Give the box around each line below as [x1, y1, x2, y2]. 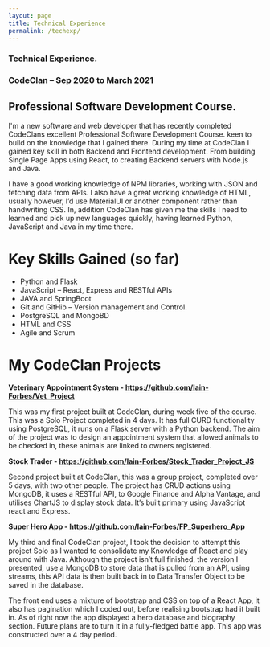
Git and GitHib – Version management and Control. [19, 302, 187, 312]
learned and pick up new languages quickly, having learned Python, [8, 214, 233, 223]
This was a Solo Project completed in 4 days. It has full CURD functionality [8, 415, 255, 424]
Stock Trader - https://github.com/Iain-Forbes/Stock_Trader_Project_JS [8, 456, 255, 466]
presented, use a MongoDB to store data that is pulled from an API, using [8, 563, 251, 572]
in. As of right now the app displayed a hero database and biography [8, 612, 235, 622]
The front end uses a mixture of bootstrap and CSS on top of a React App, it [8, 596, 260, 605]
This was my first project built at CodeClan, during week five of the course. [8, 407, 257, 416]
